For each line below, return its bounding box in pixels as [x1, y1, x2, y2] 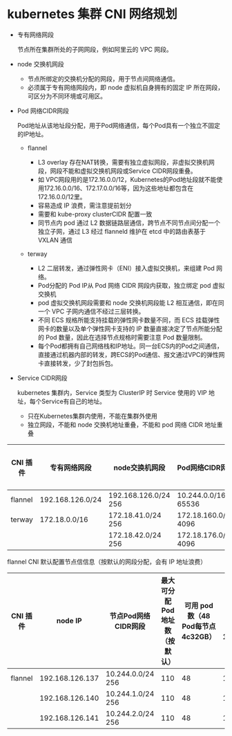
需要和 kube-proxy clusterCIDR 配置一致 [37, 210, 153, 218]
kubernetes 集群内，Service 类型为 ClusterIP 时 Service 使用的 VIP [17, 388, 207, 396]
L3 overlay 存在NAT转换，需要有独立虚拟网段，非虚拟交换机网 [37, 158, 215, 166]
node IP [56, 616, 82, 625]
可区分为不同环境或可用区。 [27, 91, 107, 100]
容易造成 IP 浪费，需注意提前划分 [37, 201, 132, 210]
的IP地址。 [17, 129, 48, 138]
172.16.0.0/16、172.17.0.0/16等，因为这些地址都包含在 [43, 184, 194, 192]
